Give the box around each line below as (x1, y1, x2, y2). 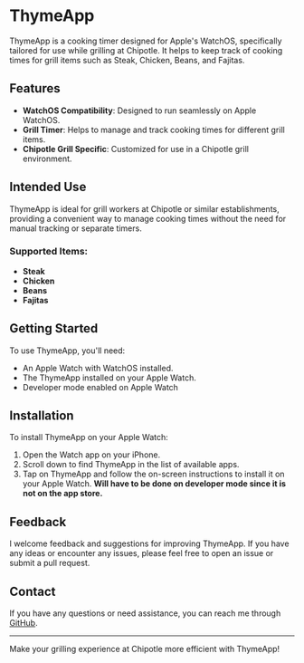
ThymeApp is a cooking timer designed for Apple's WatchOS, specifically (9, 35, 282, 46)
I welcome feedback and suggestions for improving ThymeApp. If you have (9, 538, 290, 549)
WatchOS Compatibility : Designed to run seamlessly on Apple (22, 105, 257, 116)
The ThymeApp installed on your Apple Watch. (22, 372, 196, 383)
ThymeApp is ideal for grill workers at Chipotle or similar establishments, (9, 203, 280, 214)
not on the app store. (22, 488, 103, 499)
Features (9, 81, 61, 96)
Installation (9, 408, 74, 424)
